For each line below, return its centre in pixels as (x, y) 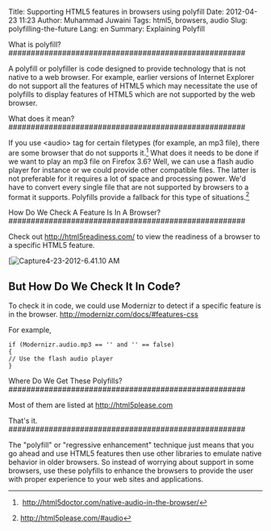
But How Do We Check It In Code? (95, 286)
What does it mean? (42, 119)
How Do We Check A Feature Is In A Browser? (85, 212)
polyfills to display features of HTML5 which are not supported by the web (132, 94)
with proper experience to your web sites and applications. (106, 479)
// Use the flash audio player (61, 359)
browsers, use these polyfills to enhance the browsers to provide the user (131, 470)
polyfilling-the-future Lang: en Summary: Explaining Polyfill (107, 29)
